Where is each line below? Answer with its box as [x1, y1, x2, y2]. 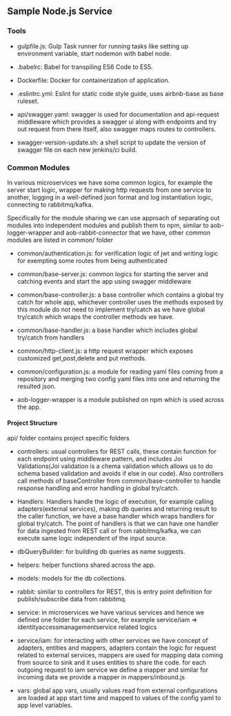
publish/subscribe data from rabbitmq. [17, 595, 127, 603]
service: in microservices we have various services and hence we [17, 608, 205, 617]
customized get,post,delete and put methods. [17, 354, 147, 362]
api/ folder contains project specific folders [7, 434, 130, 443]
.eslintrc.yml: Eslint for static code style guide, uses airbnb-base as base [17, 89, 224, 97]
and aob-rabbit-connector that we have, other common [53, 228, 211, 237]
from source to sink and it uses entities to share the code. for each [17, 659, 207, 667]
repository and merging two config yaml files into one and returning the [17, 374, 221, 383]
